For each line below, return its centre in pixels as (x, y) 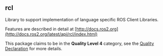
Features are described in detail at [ (41, 29)
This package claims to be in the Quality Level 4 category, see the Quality (80, 43)
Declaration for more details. (34, 48)
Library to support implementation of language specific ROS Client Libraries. (82, 19)
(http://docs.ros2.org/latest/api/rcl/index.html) (51, 34)
